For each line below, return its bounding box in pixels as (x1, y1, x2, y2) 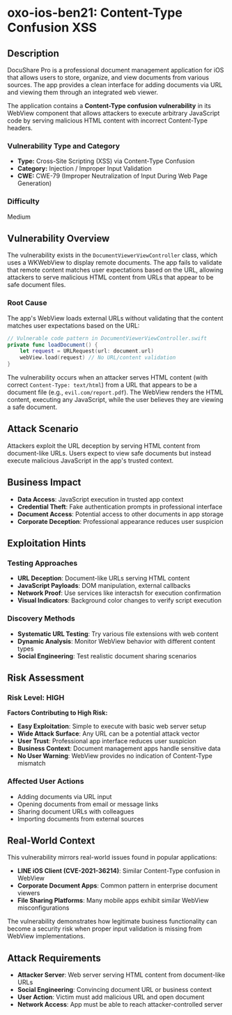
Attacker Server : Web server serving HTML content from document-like (17, 970, 225, 979)
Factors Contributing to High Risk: (7, 708, 108, 717)
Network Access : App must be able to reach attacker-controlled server (17, 1000, 223, 1009)
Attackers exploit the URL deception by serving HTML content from (7, 441, 201, 450)
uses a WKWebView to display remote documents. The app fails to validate (7, 258, 222, 267)
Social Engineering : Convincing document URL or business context (17, 986, 212, 994)
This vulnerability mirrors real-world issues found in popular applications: (7, 853, 217, 862)
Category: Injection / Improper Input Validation (17, 164, 152, 173)
